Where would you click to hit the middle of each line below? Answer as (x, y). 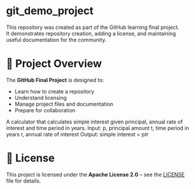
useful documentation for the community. (56, 40)
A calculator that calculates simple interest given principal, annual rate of (95, 122)
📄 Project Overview (54, 64)
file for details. (24, 181)
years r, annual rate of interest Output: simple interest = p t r (77, 134)
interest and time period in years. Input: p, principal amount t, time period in (98, 128)
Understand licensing (41, 97)
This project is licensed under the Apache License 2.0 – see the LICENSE (95, 174)
